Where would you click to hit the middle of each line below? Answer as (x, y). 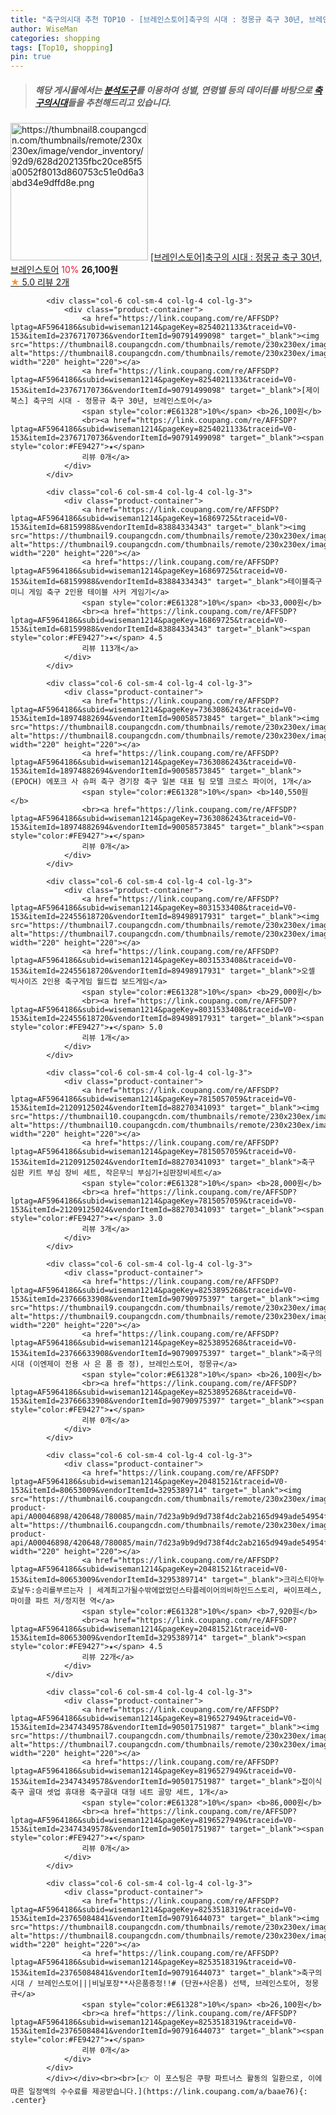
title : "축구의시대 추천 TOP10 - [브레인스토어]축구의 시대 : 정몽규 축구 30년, (157, 19)
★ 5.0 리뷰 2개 (40, 282)
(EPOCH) (26, 782)
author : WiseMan (44, 29)
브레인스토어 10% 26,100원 (64, 270)
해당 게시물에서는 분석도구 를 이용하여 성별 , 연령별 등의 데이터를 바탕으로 (173, 90)
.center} (28, 2101)
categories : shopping (55, 38)
